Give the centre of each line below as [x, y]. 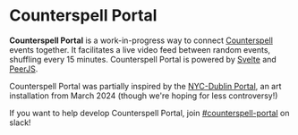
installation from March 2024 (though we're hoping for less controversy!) [144, 96]
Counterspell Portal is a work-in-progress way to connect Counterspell [141, 40]
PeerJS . [24, 69]
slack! [20, 122]
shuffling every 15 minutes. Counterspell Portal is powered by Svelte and [143, 59]
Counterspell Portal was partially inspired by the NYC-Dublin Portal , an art [145, 86]
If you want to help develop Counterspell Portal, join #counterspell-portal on [149, 113]
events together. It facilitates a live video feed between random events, [140, 49]
